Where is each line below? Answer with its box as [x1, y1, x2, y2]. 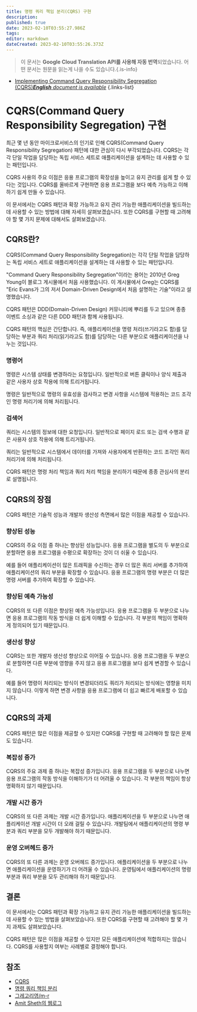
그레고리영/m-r [14, 992, 50, 1000]
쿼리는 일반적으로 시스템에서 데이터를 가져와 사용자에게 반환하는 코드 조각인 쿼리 [6, 448, 190, 456]
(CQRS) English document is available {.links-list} [14, 84, 134, 91]
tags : [6, 31, 19, 36]
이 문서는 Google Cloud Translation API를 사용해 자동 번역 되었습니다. [20, 58, 183, 65]
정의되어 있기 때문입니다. [12, 622, 69, 629]
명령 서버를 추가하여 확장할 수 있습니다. [6, 576, 96, 583]
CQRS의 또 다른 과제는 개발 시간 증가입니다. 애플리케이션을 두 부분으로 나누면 [6, 813, 183, 820]
